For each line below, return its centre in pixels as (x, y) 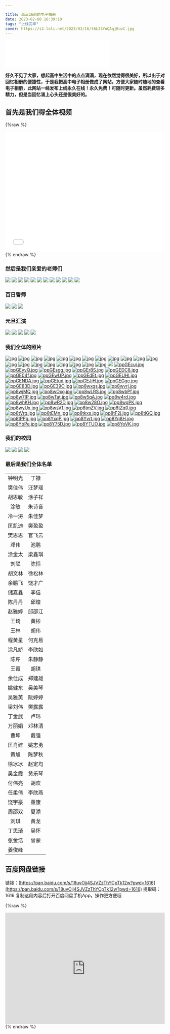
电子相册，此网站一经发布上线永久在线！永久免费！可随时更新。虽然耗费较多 (85, 88)
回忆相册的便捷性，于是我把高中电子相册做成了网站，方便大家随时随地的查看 (85, 82)
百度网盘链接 (25, 870)
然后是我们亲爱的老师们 (34, 268)
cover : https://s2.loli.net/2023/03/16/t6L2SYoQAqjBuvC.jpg (70, 28)
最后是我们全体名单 (29, 464)
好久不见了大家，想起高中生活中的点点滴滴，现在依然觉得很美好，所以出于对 (85, 75)
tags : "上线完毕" (22, 24)
